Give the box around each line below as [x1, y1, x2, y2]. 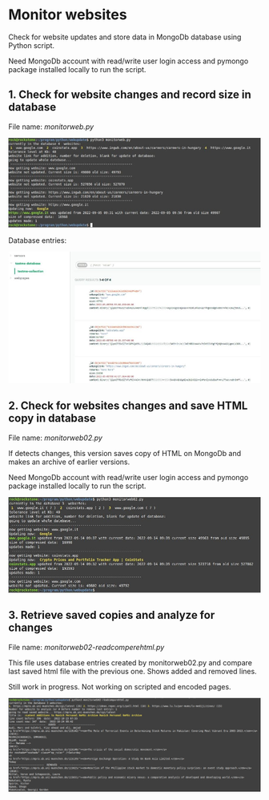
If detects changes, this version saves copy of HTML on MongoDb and [8, 448, 242, 458]
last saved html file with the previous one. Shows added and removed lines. [8, 666, 258, 676]
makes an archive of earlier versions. [8, 457, 130, 467]
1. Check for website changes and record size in [8, 88, 252, 102]
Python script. [8, 40, 54, 50]
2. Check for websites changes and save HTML [8, 399, 248, 413]
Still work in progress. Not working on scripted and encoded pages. [8, 681, 231, 691]
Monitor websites [8, 6, 127, 24]
